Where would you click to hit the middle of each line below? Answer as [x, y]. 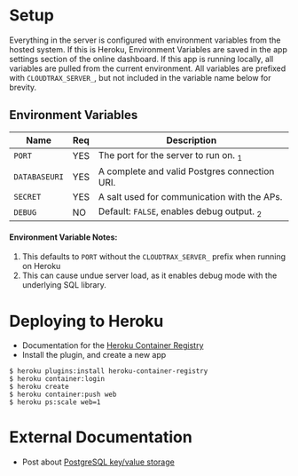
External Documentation [101, 437]
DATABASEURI [39, 177]
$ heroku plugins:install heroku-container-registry [109, 371]
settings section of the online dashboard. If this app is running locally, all [141, 59]
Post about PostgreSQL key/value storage [98, 462]
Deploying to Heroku [86, 321]
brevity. [23, 87]
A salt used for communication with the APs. [190, 196]
